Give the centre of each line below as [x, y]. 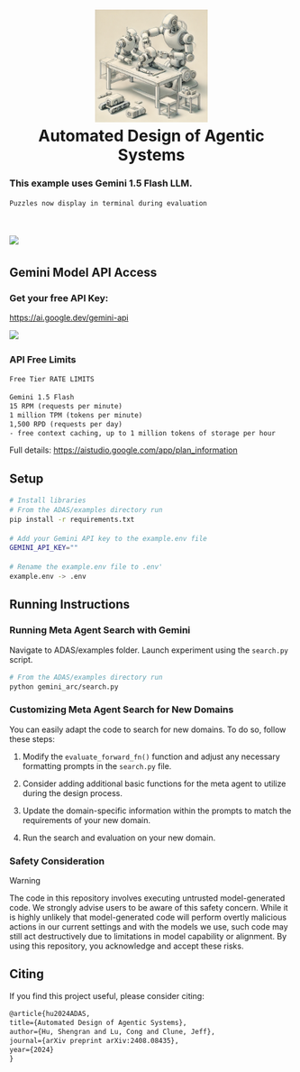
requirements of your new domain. [86, 820]
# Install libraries [48, 500]
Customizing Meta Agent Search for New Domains [122, 710]
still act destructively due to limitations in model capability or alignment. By [148, 936]
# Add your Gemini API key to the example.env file [108, 538]
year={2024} [32, 1049]
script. [21, 659]
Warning [25, 880]
